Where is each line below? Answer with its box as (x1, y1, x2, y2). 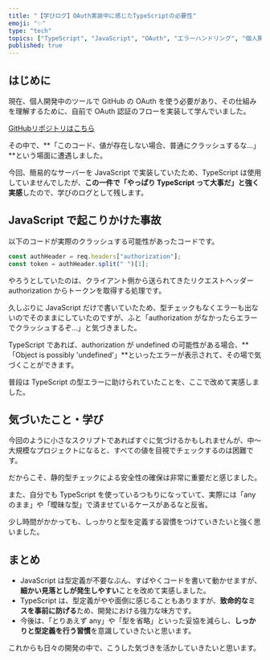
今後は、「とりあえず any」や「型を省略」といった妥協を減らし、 (19, 616, 235, 625)
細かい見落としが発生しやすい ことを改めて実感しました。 (19, 586, 211, 596)
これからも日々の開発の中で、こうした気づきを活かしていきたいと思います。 (8, 643, 261, 653)
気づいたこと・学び (8, 412, 104, 426)
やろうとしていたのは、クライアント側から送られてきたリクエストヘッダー (8, 275, 255, 285)
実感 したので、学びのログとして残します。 (8, 187, 149, 197)
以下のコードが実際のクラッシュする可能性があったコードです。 (8, 236, 219, 246)
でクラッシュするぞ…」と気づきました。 (8, 322, 142, 332)
